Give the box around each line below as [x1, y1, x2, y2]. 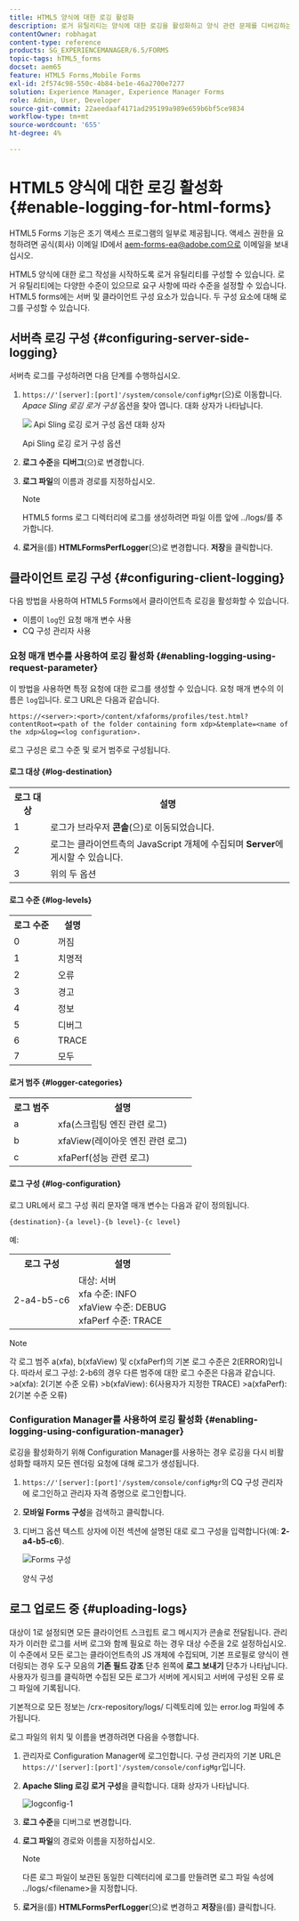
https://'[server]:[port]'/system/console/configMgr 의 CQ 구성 [21, 1476, 260, 1487]
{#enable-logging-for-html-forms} [9, 198, 272, 218]
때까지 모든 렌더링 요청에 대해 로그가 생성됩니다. [32, 1457, 199, 1468]
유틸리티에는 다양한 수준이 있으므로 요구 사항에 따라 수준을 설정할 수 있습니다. [18, 279, 287, 290]
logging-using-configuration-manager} [9, 1425, 184, 1438]
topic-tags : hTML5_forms [9, 54, 101, 63]
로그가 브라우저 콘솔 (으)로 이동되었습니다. [50, 820, 215, 833]
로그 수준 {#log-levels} [9, 894, 93, 905]
